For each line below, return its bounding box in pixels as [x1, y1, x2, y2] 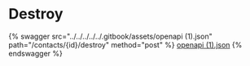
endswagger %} [8, 48, 63, 58]
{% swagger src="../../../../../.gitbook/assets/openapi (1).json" [8, 31, 213, 41]
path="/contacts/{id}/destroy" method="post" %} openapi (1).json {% [8, 39, 243, 49]
